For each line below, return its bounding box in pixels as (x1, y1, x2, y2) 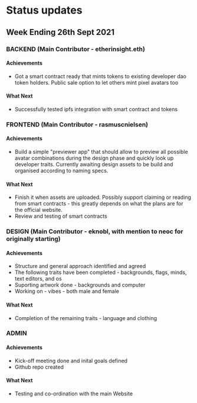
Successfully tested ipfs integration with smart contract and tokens (14, 105, 178, 112)
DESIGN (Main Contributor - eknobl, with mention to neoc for (6, 227, 183, 236)
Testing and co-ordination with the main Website (14, 390, 133, 397)
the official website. (14, 207, 63, 214)
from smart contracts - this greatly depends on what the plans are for (14, 200, 184, 207)
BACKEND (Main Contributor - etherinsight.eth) (6, 45, 146, 53)
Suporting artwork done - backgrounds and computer (14, 282, 146, 289)
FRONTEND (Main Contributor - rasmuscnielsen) (6, 120, 149, 128)
